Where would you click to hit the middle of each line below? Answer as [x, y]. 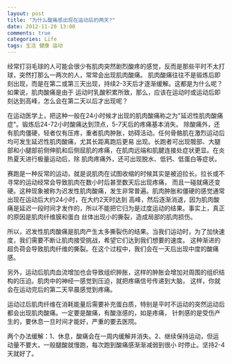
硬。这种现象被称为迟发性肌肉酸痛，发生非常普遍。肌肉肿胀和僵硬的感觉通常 [116, 191]
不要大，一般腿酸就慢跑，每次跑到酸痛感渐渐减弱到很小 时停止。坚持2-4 [122, 345]
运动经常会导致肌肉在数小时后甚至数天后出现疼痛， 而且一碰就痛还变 [123, 182]
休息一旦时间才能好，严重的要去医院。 [85, 321]
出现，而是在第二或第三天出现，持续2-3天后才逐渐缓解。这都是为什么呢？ [118, 83]
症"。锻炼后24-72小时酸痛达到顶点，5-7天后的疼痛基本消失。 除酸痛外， [110, 124]
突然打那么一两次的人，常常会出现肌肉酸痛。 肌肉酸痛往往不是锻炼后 [117, 75]
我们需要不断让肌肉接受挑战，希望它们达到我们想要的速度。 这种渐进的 [120, 240]
